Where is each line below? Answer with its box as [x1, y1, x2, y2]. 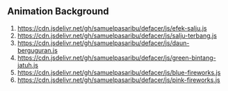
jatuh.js [17, 60, 38, 69]
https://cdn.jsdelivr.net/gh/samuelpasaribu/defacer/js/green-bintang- [17, 53, 217, 62]
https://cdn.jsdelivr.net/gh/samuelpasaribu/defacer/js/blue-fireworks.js [17, 68, 221, 76]
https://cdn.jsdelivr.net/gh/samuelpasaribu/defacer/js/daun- [17, 38, 190, 47]
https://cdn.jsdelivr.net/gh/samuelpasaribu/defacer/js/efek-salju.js [17, 24, 207, 32]
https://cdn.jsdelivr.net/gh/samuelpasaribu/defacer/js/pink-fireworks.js [17, 76, 220, 84]
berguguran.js [17, 46, 58, 54]
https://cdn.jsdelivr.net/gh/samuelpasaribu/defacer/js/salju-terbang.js [17, 31, 218, 40]
